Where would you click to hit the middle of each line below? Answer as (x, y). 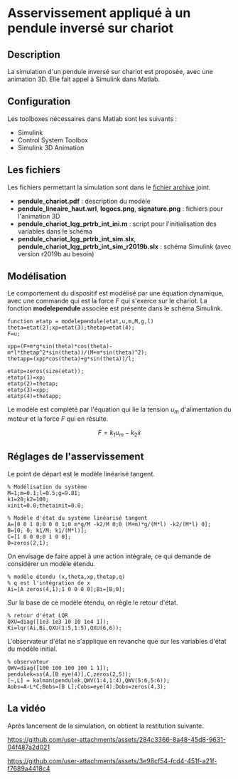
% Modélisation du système (47, 487)
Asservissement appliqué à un (99, 13)
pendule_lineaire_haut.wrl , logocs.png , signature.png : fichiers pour (120, 209)
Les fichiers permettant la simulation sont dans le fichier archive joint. (109, 187)
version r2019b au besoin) (56, 253)
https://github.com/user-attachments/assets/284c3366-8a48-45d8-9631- (117, 739)
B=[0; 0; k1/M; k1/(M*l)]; (47, 530)
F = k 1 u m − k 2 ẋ (119, 434)
